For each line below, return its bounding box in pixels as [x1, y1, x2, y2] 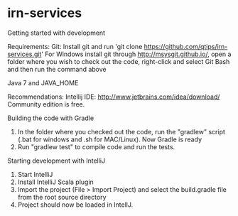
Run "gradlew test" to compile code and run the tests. [17, 142, 175, 151]
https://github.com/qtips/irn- [144, 42, 228, 50]
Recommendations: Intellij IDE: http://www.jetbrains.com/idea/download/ [7, 92, 220, 101]
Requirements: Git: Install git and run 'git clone [7, 42, 143, 50]
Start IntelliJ [17, 170, 53, 178]
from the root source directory [17, 193, 107, 201]
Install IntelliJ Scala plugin [17, 178, 94, 186]
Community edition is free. [7, 99, 85, 108]
